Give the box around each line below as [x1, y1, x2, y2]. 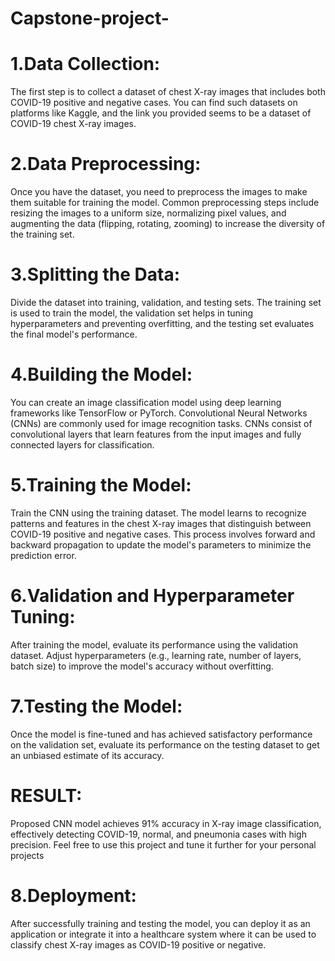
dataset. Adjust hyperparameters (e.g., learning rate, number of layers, [10, 649, 302, 661]
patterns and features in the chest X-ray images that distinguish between [10, 517, 312, 529]
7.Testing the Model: [10, 695, 183, 717]
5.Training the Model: [10, 474, 192, 497]
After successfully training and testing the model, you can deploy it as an [10, 917, 311, 929]
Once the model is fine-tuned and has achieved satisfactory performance [10, 728, 313, 740]
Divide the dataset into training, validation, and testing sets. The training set [10, 297, 322, 308]
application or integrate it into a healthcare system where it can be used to [10, 928, 317, 940]
